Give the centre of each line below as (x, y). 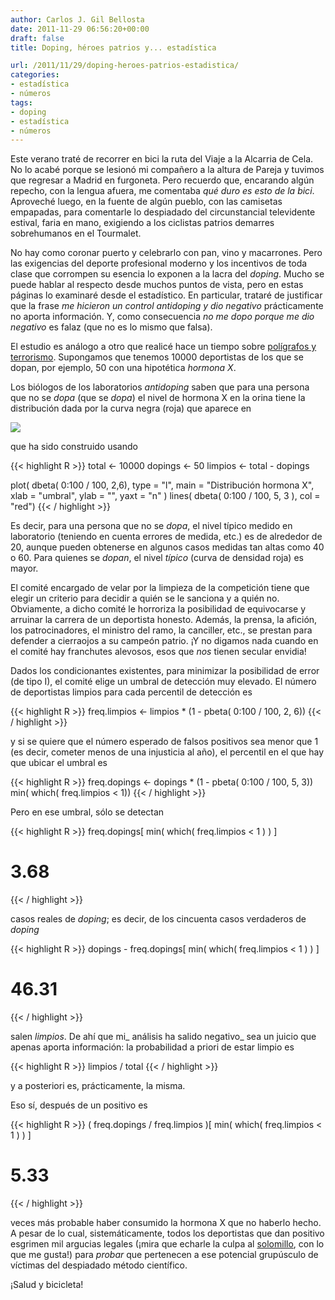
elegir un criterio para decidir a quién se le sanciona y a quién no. (145, 598)
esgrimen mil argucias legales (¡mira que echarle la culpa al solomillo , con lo (167, 1244)
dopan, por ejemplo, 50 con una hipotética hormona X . (123, 368)
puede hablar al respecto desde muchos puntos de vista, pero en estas (157, 285)
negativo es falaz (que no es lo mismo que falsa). (111, 327)
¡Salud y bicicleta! (47, 1285)
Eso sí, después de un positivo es (79, 1105)
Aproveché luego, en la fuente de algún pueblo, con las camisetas (146, 202)
